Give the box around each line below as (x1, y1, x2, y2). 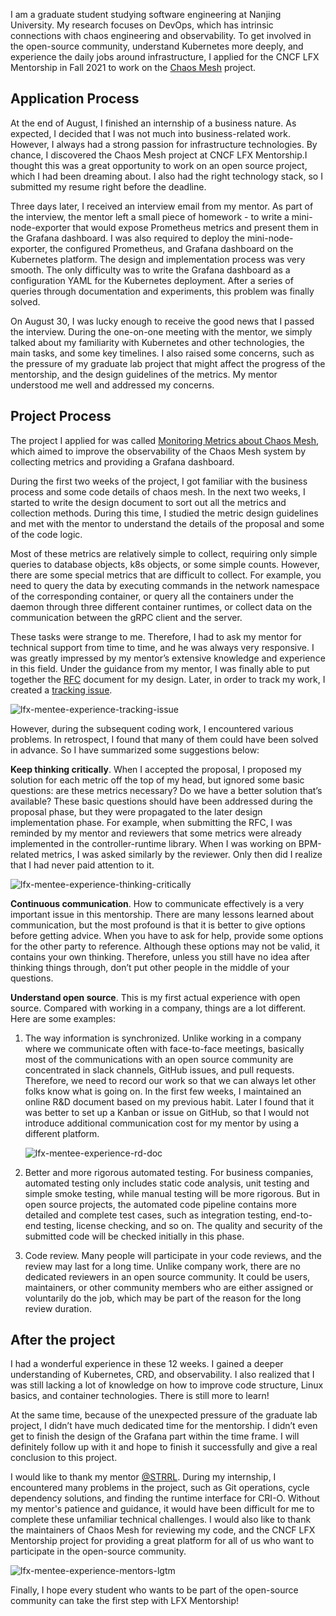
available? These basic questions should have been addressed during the (10, 795, 313, 807)
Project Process (10, 408, 112, 425)
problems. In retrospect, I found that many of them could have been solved (10, 733, 319, 745)
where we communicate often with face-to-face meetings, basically (24, 1042, 305, 1054)
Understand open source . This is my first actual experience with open (10, 991, 301, 1003)
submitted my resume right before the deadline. (10, 180, 207, 193)
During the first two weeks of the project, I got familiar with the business (10, 475, 308, 487)
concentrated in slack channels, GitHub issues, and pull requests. (24, 1064, 295, 1076)
